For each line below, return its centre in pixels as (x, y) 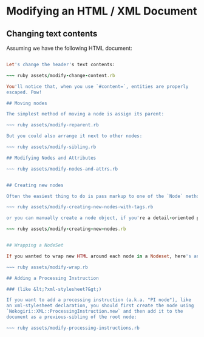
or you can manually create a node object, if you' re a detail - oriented (100, 218)
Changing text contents (52, 34)
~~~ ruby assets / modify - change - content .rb (61, 75)
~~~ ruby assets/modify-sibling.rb (51, 147)
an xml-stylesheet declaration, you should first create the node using (100, 306)
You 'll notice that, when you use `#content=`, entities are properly (97, 86)
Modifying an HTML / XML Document (102, 11)
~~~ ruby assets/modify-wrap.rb (47, 267)
